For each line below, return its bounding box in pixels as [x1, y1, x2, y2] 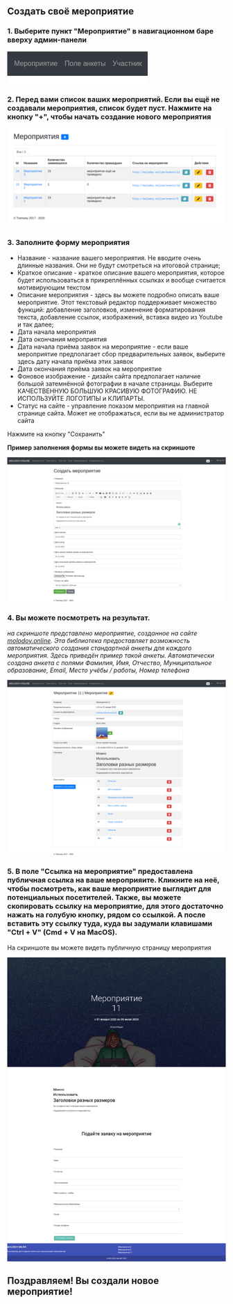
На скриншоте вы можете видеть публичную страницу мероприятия [7, 943, 212, 952]
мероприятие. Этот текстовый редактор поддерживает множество [17, 298, 217, 306]
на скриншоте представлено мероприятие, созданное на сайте [7, 629, 198, 637]
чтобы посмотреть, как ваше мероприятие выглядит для [7, 884, 212, 893]
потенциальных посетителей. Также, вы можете [7, 893, 182, 903]
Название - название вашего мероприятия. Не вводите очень [17, 253, 201, 262]
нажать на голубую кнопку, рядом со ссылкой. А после [7, 910, 206, 920]
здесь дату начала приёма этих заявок [17, 357, 134, 365]
